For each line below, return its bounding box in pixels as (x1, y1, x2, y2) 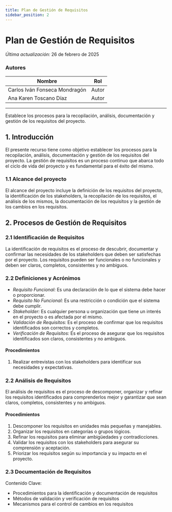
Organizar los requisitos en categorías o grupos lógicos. (12, 428, 132, 434)
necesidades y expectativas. (12, 364, 73, 370)
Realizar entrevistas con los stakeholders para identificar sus (12, 359, 142, 365)
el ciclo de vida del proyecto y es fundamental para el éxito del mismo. (5, 163, 154, 169)
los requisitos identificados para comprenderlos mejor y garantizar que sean (5, 394, 167, 401)
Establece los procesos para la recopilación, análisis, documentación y (5, 112, 155, 119)
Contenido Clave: (5, 480, 42, 486)
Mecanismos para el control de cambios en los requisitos (12, 501, 134, 507)
